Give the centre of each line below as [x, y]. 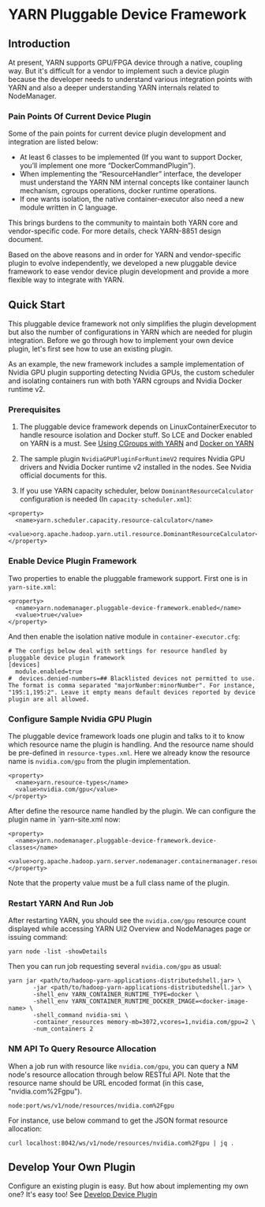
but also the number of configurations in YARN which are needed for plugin [131, 332]
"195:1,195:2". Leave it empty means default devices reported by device [132, 692]
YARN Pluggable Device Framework [127, 15]
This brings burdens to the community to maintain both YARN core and [123, 223]
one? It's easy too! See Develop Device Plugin [83, 1194]
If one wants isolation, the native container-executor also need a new [132, 199]
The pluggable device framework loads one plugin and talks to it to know [127, 736]
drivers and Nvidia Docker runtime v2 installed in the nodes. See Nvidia [135, 468]
